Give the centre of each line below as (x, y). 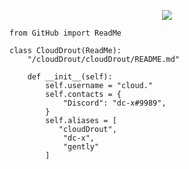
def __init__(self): (70, 77)
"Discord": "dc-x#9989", (114, 103)
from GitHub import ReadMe (65, 33)
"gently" (81, 147)
